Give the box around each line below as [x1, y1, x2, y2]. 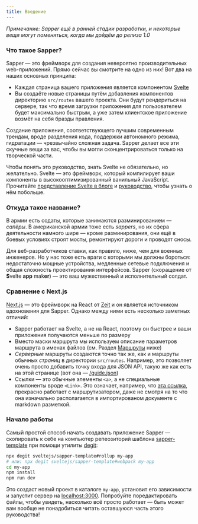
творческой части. [6, 152, 53, 159]
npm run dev [6, 475, 35, 481]
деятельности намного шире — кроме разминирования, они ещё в [6, 230, 176, 237]
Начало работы [6, 415, 53, 424]
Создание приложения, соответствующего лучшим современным [6, 126, 174, 134]
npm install [6, 469, 35, 475]
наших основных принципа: [6, 72, 76, 79]
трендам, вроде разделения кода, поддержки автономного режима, [6, 133, 180, 140]
